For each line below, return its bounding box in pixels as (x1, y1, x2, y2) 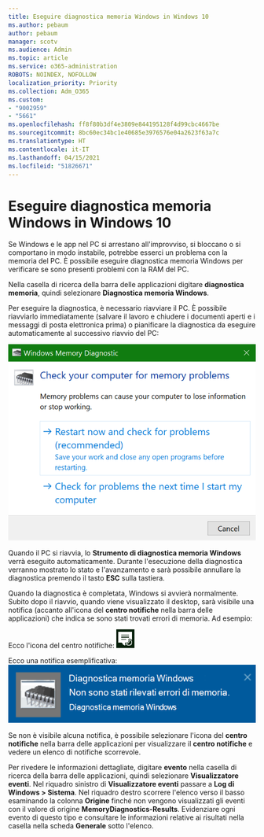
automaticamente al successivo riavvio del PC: (8, 329, 159, 338)
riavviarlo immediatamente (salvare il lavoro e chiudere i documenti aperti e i (8, 312, 255, 322)
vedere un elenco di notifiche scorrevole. (8, 747, 141, 757)
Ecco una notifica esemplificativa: (8, 656, 118, 666)
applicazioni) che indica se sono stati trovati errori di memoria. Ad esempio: (8, 614, 253, 623)
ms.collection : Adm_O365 (8, 87, 90, 95)
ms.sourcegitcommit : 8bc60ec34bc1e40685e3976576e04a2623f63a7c (8, 129, 220, 137)
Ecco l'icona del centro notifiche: (8, 641, 115, 651)
